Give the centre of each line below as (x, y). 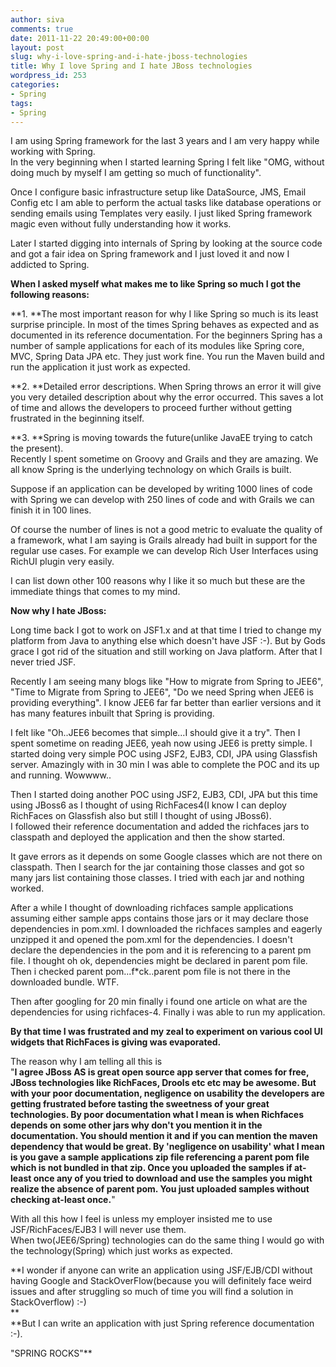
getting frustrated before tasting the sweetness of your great (140, 1104)
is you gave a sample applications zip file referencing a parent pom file (160, 1157)
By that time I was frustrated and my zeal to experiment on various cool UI (166, 1032)
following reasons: (50, 295)
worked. (27, 888)
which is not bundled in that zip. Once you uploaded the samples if (151, 1168)
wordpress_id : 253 (48, 76)
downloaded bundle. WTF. (65, 982)
